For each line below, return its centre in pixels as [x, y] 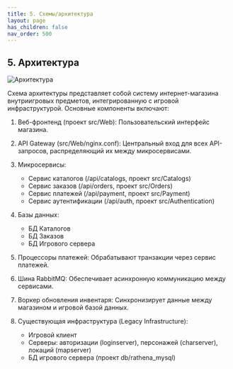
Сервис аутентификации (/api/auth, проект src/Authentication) [121, 201]
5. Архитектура [43, 62]
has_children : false [38, 27]
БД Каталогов [49, 228]
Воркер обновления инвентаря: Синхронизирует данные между [115, 300]
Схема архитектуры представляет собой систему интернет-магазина [113, 94]
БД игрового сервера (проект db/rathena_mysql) [102, 358]
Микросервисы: [42, 165]
